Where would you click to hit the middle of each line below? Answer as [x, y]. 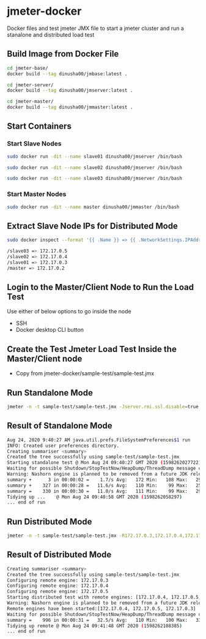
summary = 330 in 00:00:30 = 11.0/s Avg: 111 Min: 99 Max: [97, 491]
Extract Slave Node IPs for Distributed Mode [92, 226]
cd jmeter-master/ [30, 102]
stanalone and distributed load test [51, 34]
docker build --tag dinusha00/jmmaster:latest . [70, 107]
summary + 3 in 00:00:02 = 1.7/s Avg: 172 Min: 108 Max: [97, 480]
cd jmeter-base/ [28, 68]
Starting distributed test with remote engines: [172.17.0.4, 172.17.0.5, [104, 597]
